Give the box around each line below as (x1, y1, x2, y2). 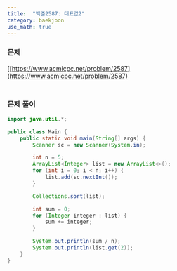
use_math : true (7, 23, 52, 30)
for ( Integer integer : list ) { (32, 212, 128, 219)
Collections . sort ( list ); (32, 192, 105, 200)
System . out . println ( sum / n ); (32, 238, 121, 245)
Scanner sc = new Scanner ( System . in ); (32, 141, 146, 148)
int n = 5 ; (32, 154, 65, 161)
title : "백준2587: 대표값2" (7, 10, 86, 18)
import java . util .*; (7, 115, 68, 123)
